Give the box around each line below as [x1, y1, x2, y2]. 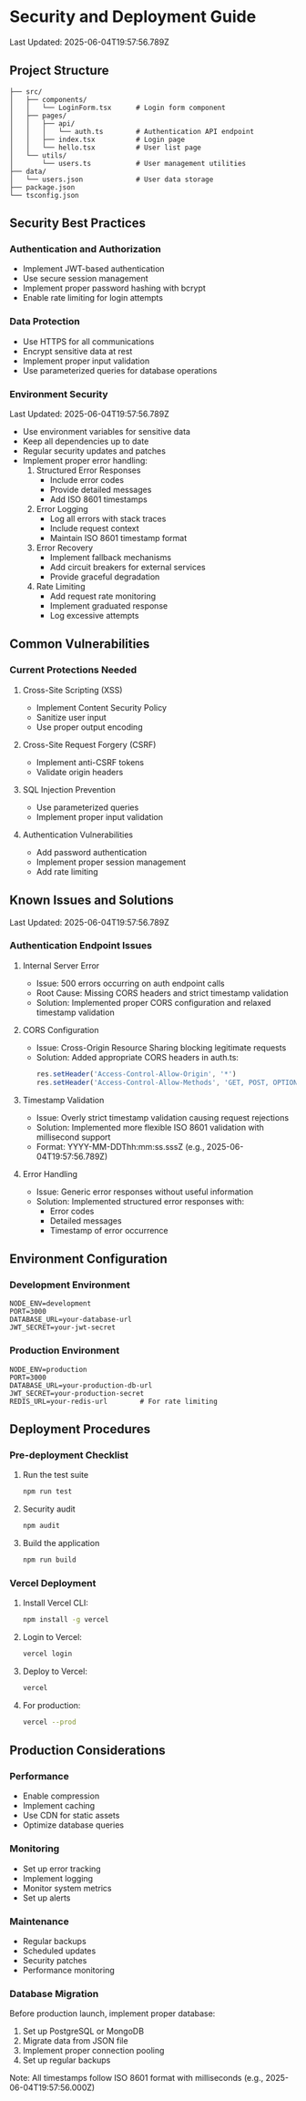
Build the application [22, 1538, 100, 1548]
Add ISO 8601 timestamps [49, 494, 148, 505]
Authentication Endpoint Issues [9, 939, 153, 952]
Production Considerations [9, 1743, 166, 1758]
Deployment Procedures [9, 1421, 151, 1437]
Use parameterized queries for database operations [22, 364, 218, 375]
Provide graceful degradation [49, 571, 160, 582]
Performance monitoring [22, 1964, 116, 1975]
